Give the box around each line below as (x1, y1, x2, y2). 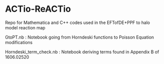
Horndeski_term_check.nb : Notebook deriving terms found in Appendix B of (5, 49, 159, 55)
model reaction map (5, 24, 46, 30)
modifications (5, 39, 33, 45)
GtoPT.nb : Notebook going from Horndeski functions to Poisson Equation (5, 34, 154, 40)
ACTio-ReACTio (5, 3, 71, 15)
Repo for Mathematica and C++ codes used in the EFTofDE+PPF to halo (5, 20, 150, 25)
